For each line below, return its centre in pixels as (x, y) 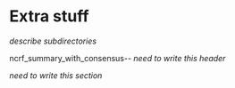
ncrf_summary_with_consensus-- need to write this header (117, 58)
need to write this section (56, 75)
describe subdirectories (53, 41)
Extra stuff (49, 16)
